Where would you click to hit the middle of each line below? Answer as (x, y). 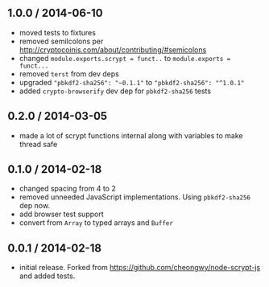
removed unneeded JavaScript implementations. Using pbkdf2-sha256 (135, 197)
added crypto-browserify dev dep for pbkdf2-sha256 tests (115, 91)
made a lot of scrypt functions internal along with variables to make (131, 135)
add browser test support (61, 214)
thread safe (38, 144)
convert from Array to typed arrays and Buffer (96, 223)
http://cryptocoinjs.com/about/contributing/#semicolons (113, 49)
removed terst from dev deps (69, 74)
